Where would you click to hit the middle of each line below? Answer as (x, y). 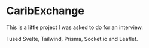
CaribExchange (45, 11)
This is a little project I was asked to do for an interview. (75, 27)
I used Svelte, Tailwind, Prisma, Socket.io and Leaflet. (72, 39)
